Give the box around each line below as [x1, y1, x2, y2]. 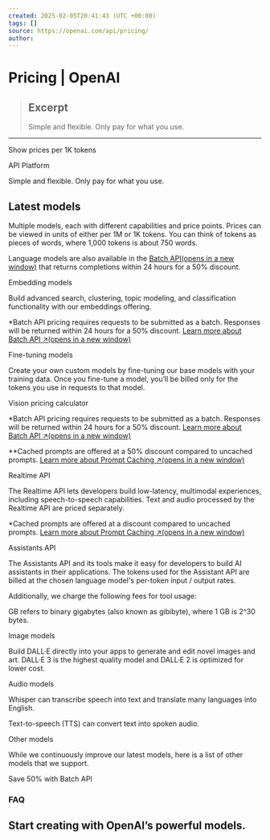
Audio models [8, 679, 55, 689]
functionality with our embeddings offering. [8, 302, 152, 312]
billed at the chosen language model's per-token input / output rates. [8, 576, 236, 585]
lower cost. [8, 664, 46, 674]
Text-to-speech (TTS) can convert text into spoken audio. [8, 719, 199, 728]
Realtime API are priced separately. [8, 503, 125, 513]
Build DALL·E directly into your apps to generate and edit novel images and [8, 646, 256, 656]
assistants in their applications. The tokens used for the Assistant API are [8, 568, 250, 577]
